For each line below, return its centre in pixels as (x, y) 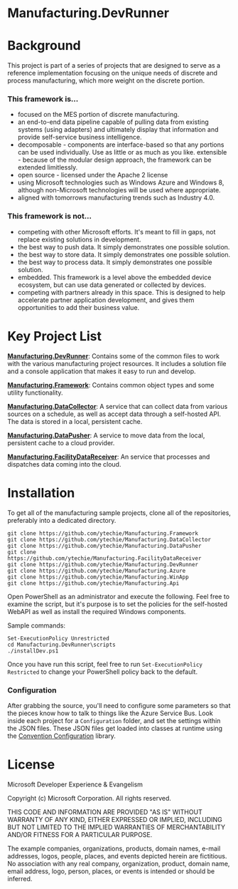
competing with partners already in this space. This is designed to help (121, 292)
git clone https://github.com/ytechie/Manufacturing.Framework (103, 533)
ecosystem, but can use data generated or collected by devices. (112, 285)
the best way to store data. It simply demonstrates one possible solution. (124, 254)
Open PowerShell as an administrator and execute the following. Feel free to (118, 596)
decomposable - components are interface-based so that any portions (121, 145)
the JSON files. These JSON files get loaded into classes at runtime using (115, 728)
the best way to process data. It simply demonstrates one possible (115, 262)
